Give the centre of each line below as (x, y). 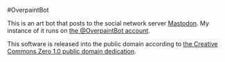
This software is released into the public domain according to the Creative (112, 44)
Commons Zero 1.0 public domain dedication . (72, 51)
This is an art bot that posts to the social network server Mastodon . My (108, 23)
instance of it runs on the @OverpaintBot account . (79, 31)
